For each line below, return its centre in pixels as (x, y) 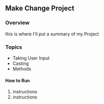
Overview (17, 23)
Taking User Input (31, 58)
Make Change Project (40, 8)
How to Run (18, 80)
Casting (21, 63)
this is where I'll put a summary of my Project (52, 34)
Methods (22, 68)
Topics (14, 47)
